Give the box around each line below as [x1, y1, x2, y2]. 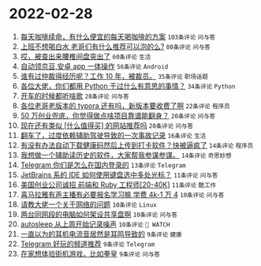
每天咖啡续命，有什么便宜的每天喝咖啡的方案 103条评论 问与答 [20, 32, 216, 41]
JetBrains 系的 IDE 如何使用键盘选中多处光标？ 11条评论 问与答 [20, 170, 218, 179]
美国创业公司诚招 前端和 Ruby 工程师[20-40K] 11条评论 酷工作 [20, 179, 216, 189]
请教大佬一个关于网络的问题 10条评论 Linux [20, 199, 157, 209]
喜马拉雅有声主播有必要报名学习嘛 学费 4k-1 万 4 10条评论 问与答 [20, 189, 225, 199]
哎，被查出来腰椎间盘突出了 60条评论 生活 [20, 51, 151, 61]
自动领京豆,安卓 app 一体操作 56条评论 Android [20, 61, 169, 71]
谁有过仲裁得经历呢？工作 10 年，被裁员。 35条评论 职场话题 [20, 71, 208, 81]
